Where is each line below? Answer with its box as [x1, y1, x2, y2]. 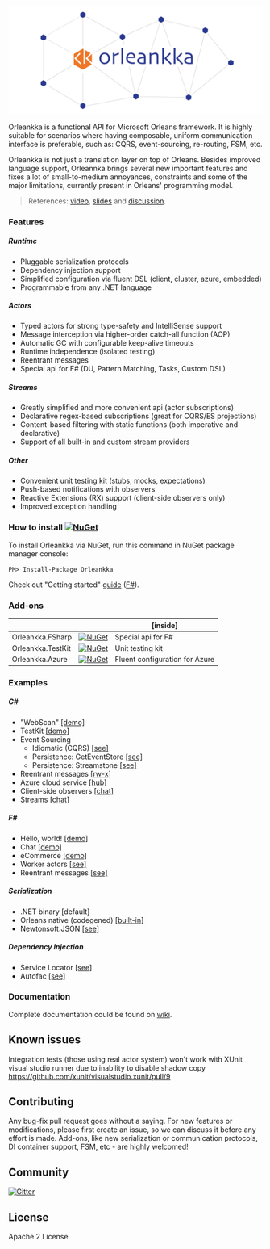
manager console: [8, 548, 69, 559]
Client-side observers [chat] [19, 786, 114, 795]
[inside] [152, 620, 179, 630]
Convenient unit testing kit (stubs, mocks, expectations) [19, 476, 206, 486]
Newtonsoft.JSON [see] [19, 924, 99, 933]
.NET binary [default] [19, 907, 90, 916]
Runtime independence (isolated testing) [19, 346, 156, 357]
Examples [8, 677, 48, 688]
